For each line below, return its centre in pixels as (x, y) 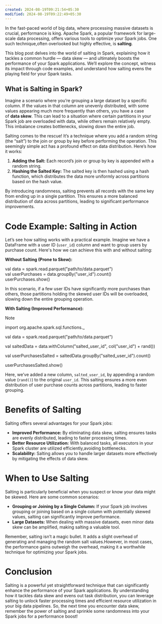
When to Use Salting (47, 478)
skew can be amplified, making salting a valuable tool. (66, 527)
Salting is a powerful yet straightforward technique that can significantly (77, 586)
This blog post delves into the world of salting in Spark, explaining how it (78, 53)
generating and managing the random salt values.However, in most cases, (79, 542)
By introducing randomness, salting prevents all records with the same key (80, 191)
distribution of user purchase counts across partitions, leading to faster (76, 385)
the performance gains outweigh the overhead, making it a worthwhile (75, 547)
